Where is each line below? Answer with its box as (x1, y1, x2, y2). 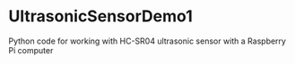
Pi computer (8, 44, 54, 55)
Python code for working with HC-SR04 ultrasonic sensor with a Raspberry (8, 36, 286, 46)
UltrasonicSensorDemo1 (8, 6, 194, 27)
